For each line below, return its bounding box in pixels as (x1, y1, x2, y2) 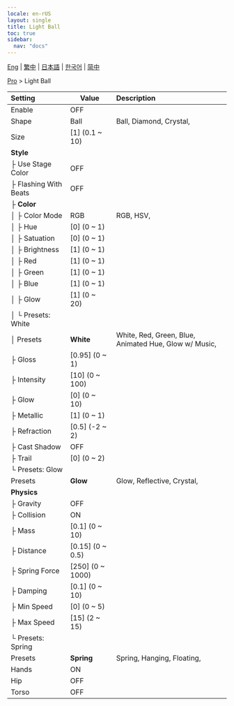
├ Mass (10, 526, 36, 535)
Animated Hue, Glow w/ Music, (116, 339, 217, 348)
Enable (10, 105, 33, 115)
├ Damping (10, 586, 47, 596)
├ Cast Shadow (10, 442, 61, 451)
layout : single (7, 17, 52, 24)
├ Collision (10, 510, 46, 520)
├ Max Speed (10, 617, 55, 627)
